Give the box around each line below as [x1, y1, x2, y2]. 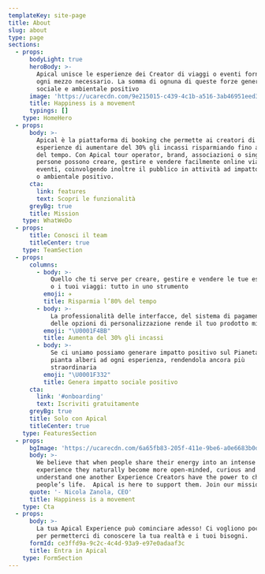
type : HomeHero [22, 114, 73, 122]
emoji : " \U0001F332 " [43, 371, 111, 378]
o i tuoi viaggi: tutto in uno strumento [50, 283, 189, 291]
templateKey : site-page [8, 11, 87, 20]
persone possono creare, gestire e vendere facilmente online [36, 158, 245, 166]
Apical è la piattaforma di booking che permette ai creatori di [36, 136, 256, 144]
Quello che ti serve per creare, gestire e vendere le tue [50, 275, 248, 284]
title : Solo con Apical [28, 415, 108, 423]
